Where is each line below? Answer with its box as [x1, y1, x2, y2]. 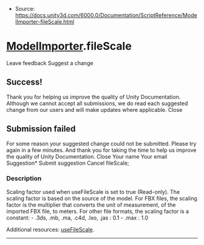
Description [6, 174, 42, 183]
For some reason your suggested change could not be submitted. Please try [6, 140, 197, 147]
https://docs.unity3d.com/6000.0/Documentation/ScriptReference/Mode [15, 12, 197, 19]
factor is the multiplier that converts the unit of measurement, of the [6, 201, 176, 209]
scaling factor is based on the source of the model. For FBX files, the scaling [6, 195, 197, 202]
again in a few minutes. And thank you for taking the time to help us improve [6, 146, 197, 154]
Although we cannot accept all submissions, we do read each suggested [6, 100, 188, 107]
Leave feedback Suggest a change [6, 59, 93, 66]
